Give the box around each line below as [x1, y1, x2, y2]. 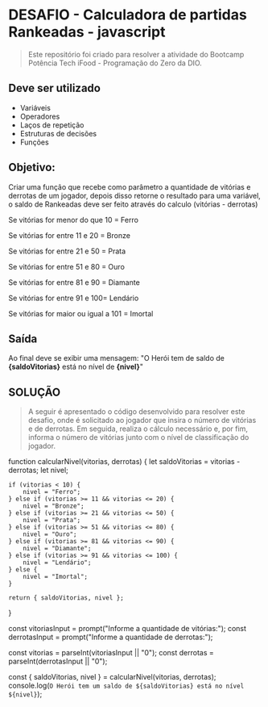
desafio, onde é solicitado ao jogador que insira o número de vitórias [27, 416, 257, 425]
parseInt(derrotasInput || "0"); [8, 656, 108, 667]
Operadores [19, 111, 60, 121]
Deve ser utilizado [8, 82, 101, 95]
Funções [19, 137, 50, 147]
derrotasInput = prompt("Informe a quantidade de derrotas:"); [8, 632, 213, 642]
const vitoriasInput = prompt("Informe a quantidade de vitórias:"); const [8, 624, 247, 634]
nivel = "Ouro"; [23, 530, 78, 538]
